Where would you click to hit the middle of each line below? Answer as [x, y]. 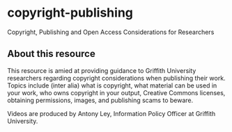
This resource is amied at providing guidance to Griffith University [102, 70]
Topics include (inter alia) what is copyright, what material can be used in [112, 85]
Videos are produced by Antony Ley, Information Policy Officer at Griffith [111, 113]
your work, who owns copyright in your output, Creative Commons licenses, [116, 92]
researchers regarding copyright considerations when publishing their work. [116, 78]
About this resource [51, 54]
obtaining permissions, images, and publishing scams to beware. [100, 100]
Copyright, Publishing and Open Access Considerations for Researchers [111, 32]
